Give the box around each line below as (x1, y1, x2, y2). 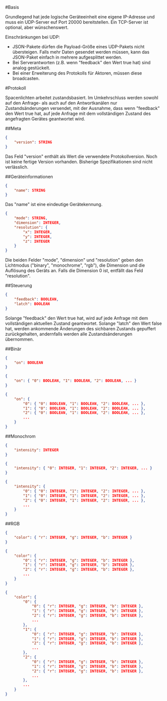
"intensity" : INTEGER (14, 447, 59, 452)
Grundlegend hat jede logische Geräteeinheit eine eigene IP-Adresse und (5, 14, 155, 19)
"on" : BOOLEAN (14, 360, 43, 365)
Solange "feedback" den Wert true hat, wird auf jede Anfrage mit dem (5, 315, 148, 321)
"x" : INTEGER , (23, 229, 52, 234)
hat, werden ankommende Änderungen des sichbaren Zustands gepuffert (5, 325, 156, 331)
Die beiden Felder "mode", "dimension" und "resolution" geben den (5, 257, 143, 263)
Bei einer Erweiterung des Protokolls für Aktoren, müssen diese (12, 70, 142, 76)
